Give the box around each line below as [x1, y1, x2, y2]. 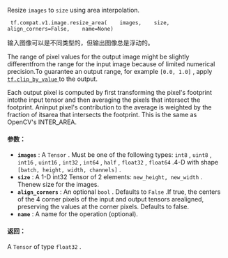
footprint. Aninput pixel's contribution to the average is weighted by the [7, 103, 212, 111]
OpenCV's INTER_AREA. [7, 118, 77, 126]
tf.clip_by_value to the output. [7, 75, 98, 83]
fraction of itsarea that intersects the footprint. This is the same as [7, 111, 197, 119]
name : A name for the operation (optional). [17, 210, 138, 218]
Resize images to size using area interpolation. [7, 6, 140, 14]
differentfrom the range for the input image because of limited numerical [7, 60, 215, 68]
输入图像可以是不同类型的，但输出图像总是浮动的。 [7, 38, 154, 47]
